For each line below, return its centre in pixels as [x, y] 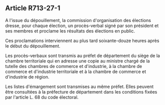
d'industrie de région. [27, 76]
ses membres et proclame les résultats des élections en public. [70, 31]
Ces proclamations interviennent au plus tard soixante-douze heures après [82, 40]
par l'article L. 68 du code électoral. [42, 97]
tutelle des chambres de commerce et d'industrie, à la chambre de [74, 66]
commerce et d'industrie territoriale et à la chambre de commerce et [76, 71]
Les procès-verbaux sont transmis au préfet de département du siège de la [82, 55]
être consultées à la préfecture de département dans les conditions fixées [81, 91]
